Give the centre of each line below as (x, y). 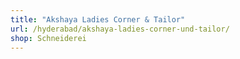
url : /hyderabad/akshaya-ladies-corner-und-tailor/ (120, 29)
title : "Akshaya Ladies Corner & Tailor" (98, 19)
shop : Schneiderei (48, 38)
